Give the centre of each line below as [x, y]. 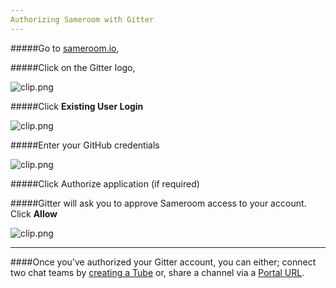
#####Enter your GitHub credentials [85, 145]
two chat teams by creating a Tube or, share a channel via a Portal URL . [157, 272]
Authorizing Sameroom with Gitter [82, 19]
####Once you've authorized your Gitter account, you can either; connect [163, 262]
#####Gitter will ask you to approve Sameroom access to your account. [158, 203]
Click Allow [34, 213]
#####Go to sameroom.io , [65, 48]
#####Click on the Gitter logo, [73, 67]
